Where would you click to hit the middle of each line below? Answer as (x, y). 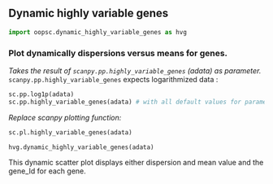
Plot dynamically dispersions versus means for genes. (118, 53)
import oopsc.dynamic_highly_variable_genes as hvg (97, 32)
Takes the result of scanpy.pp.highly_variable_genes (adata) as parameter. (135, 70)
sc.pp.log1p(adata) (41, 94)
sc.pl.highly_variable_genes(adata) (70, 132)
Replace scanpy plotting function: (65, 117)
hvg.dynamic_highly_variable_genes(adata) (81, 147)
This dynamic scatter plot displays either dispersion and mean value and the (136, 163)
